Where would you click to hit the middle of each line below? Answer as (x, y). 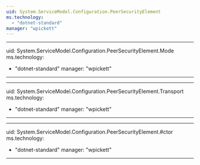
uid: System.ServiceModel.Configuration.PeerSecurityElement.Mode (90, 51)
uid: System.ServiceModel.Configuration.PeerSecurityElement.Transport (95, 91)
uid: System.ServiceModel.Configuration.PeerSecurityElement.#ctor (90, 132)
